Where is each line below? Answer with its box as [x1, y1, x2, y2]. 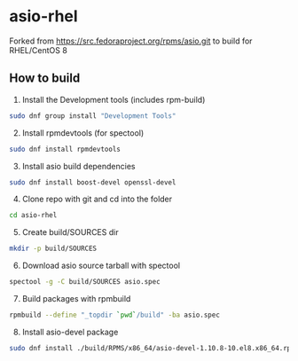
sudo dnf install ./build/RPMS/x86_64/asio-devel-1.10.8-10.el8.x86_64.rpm [9, 343, 295, 352]
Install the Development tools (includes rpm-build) [21, 94, 206, 105]
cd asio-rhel [9, 211, 58, 220]
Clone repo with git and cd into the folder [21, 193, 173, 205]
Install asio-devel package [21, 326, 119, 337]
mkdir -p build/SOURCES [9, 244, 98, 254]
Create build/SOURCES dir [21, 227, 119, 238]
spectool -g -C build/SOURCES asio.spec [9, 278, 161, 286]
